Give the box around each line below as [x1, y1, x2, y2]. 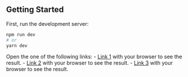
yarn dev [6, 42, 28, 49]
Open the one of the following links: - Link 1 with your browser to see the [6, 53, 183, 61]
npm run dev [6, 32, 35, 38]
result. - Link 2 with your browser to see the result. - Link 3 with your [6, 59, 173, 66]
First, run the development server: [6, 20, 89, 27]
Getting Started [6, 5, 64, 15]
